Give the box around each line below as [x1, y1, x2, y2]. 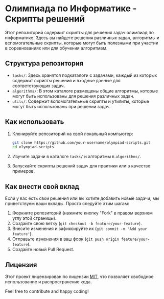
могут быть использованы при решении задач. [12, 103, 111, 109]
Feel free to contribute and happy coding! [5, 288, 89, 294]
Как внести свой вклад [5, 182, 79, 191]
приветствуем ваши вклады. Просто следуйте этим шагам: [5, 201, 130, 207]
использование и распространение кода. [5, 278, 92, 284]
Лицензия [5, 260, 37, 269]
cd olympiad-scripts [12, 145, 54, 150]
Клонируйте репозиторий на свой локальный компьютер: [12, 131, 133, 137]
